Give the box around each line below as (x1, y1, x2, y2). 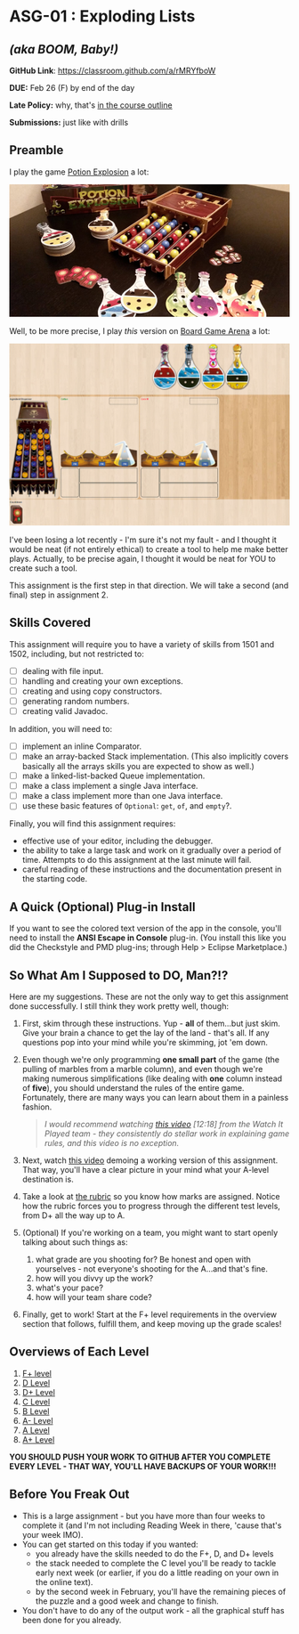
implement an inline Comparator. (21, 741, 142, 752)
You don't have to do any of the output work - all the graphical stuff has (21, 1605, 285, 1615)
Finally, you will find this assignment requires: (9, 818, 176, 829)
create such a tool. (9, 563, 78, 573)
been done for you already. (21, 1614, 122, 1625)
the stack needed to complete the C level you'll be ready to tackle (35, 1557, 277, 1568)
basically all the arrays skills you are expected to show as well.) (21, 761, 255, 772)
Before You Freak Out (9, 1487, 130, 1502)
